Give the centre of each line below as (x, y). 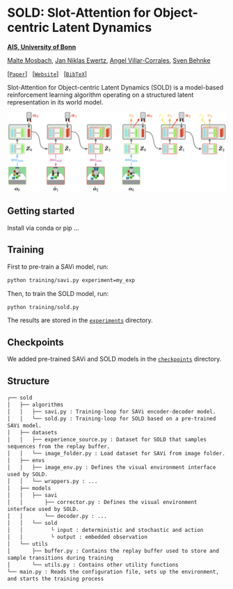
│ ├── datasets (32, 433)
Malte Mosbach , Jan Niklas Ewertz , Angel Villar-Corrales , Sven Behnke (109, 60)
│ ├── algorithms (35, 405)
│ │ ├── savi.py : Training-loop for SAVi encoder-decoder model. (112, 412)
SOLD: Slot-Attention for (79, 13)
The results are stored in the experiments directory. (80, 320)
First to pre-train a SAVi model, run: (58, 267)
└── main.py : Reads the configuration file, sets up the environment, (113, 572)
